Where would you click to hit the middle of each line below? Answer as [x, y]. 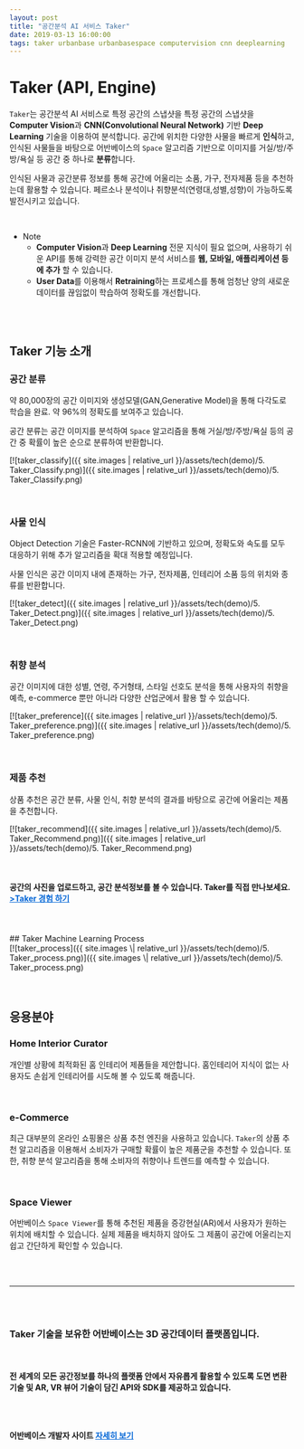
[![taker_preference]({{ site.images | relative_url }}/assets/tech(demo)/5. [143, 716]
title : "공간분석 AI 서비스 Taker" [70, 26]
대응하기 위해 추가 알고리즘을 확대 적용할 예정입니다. [101, 555]
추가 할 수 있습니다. [79, 270]
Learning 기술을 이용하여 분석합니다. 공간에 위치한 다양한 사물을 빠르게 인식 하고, [152, 137]
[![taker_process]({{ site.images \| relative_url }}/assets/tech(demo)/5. [139, 948]
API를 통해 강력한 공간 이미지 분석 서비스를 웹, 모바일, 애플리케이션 [163, 259]
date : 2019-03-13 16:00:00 [60, 34]
